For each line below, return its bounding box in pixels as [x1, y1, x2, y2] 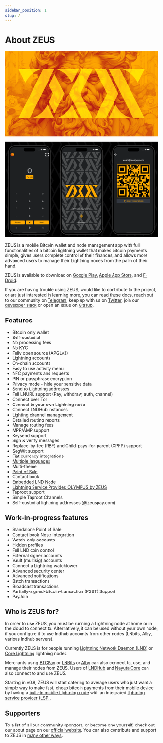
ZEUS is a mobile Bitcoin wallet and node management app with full [5, 242, 140, 248]
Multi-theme [12, 463, 37, 469]
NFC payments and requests [12, 371, 69, 376]
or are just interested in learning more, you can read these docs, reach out [5, 292, 154, 298]
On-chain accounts [12, 360, 51, 366]
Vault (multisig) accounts [12, 557, 62, 563]
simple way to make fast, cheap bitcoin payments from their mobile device [5, 685, 154, 691]
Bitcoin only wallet [12, 329, 49, 335]
